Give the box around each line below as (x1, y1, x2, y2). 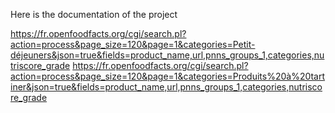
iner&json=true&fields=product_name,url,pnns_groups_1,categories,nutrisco (10, 81, 323, 93)
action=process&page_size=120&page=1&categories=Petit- (10, 39, 256, 50)
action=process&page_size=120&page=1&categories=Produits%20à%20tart (10, 70, 326, 82)
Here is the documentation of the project (10, 9, 178, 20)
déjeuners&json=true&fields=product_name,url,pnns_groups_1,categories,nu (10, 49, 325, 61)
